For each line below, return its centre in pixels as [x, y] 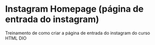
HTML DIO [16, 38]
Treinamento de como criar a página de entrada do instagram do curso [78, 33]
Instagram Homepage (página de [75, 9]
